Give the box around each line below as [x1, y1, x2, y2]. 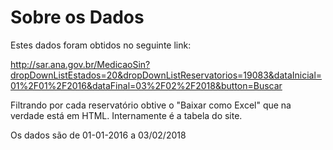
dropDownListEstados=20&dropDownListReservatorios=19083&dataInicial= [10, 69, 323, 81]
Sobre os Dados [10, 6, 145, 29]
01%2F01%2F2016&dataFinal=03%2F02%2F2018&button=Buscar [10, 79, 283, 91]
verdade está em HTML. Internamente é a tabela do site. [10, 109, 243, 121]
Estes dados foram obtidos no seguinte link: [10, 39, 192, 51]
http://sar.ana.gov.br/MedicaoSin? [10, 58, 151, 70]
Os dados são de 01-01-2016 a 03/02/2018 [10, 129, 187, 141]
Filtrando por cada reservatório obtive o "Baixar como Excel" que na [10, 99, 292, 111]
